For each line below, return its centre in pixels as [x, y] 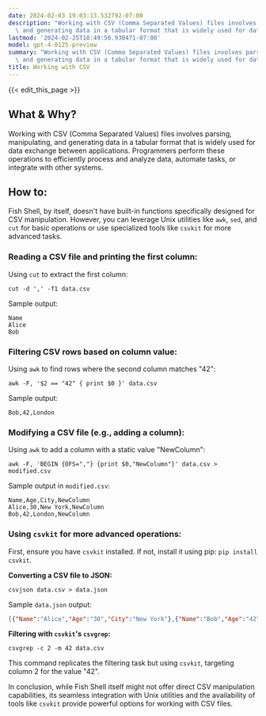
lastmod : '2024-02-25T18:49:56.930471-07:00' [84, 38]
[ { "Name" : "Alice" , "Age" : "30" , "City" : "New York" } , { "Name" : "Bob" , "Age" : [127, 619]
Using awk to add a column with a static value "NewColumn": [107, 450]
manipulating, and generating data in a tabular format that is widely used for [132, 142]
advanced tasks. [35, 236]
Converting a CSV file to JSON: [60, 575]
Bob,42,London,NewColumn [49, 514]
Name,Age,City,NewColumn [49, 501]
